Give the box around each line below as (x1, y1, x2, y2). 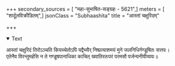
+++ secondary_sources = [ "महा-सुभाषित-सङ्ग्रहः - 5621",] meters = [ (6, 6, 165, 12)
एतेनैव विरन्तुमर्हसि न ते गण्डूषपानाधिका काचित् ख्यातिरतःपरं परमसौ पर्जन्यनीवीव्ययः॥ (6, 53, 158, 60)
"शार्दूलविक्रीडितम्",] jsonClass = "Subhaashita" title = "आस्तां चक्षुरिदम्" (6, 12, 160, 19)
